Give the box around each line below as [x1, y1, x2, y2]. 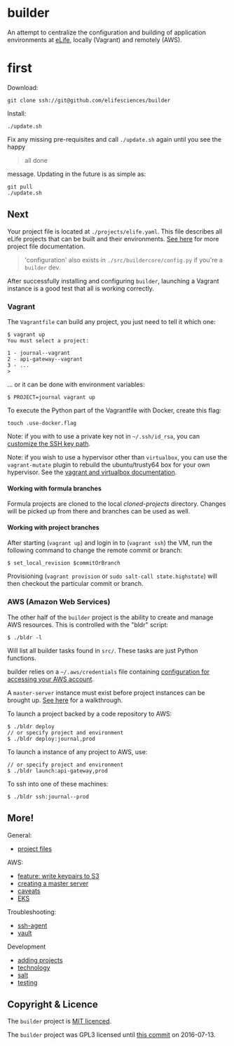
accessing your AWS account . [7, 675, 95, 683]
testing [17, 978, 38, 986]
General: [7, 831, 32, 839]
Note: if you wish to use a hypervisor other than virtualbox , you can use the [7, 452, 228, 461]
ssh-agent [17, 921, 48, 930]
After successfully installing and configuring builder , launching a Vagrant [7, 276, 219, 285]
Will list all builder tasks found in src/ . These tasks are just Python [7, 646, 198, 655]
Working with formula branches [7, 484, 102, 492]
